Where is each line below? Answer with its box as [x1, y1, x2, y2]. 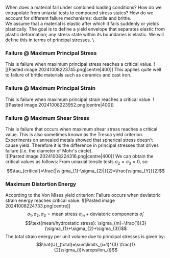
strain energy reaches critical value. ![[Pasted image [5, 197, 115, 203]
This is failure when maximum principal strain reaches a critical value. [5, 96, 152, 102]
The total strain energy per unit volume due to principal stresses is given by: [5, 233, 165, 239]
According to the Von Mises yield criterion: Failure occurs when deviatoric [5, 192, 161, 198]
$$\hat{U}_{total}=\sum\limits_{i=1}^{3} [36, 241, 118, 247]
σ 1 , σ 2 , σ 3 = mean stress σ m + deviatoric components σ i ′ [27, 211, 144, 218]
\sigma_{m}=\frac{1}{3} [97, 220, 147, 226]
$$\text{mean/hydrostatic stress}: [25, 220, 96, 226]
